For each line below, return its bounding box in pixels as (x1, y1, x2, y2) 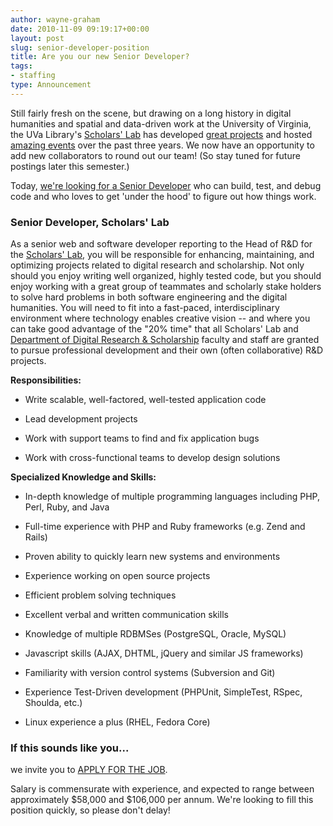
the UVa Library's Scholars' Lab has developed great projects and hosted (10, 128, 313, 140)
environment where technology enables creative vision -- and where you (10, 312, 311, 325)
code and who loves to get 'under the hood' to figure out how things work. (10, 190, 317, 202)
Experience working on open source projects (24, 570, 211, 582)
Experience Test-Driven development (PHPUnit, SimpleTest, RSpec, (24, 686, 303, 698)
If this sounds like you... (10, 741, 130, 755)
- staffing (10, 71, 56, 81)
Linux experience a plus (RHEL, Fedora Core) (24, 716, 211, 728)
